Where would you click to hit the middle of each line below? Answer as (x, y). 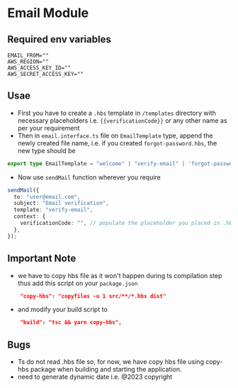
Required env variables (59, 39)
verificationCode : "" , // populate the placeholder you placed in (120, 223)
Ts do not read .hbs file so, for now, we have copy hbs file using (110, 362)
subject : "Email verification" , (62, 204)
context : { (30, 217)
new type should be (46, 150)
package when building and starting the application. (106, 370)
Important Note (42, 259)
